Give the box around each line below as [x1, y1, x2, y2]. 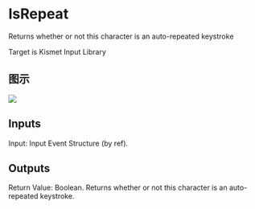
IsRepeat [8, 5, 69, 23]
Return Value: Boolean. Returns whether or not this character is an [8, 182, 228, 193]
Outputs [8, 162, 51, 175]
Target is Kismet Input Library [8, 47, 107, 56]
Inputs [8, 117, 42, 131]
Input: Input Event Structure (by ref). [8, 138, 129, 148]
